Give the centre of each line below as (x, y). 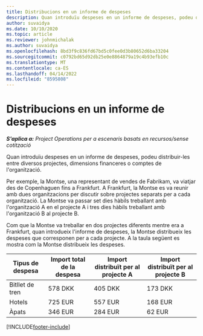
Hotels (19, 302)
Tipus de (26, 263)
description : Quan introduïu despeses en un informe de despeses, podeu (100, 18)
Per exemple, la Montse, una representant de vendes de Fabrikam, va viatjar (101, 181)
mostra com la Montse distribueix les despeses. (66, 245)
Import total (68, 259)
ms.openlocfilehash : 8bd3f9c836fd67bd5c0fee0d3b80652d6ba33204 (88, 51)
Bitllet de (22, 285)
